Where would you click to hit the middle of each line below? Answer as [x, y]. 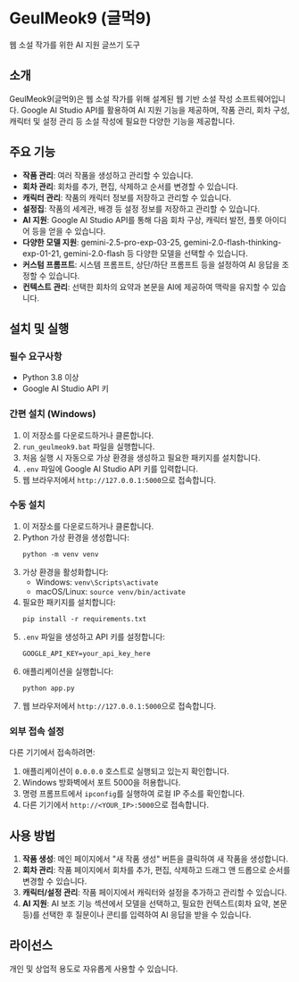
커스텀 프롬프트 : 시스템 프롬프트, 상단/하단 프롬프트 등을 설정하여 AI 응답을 [151, 264]
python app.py [48, 688]
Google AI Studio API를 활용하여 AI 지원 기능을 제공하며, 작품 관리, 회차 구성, [155, 110]
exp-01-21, [42, 253]
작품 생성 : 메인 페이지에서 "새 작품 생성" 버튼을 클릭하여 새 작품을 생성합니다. [155, 859]
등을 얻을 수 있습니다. [69, 231]
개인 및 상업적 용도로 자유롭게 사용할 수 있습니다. [94, 969]
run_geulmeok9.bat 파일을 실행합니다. [88, 446]
